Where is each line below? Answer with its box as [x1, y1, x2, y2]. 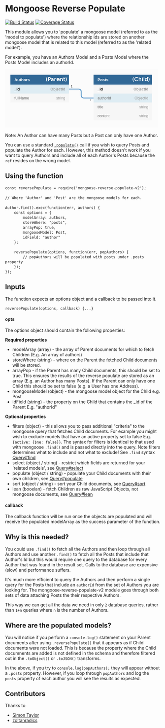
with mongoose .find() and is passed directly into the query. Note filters [12, 444, 161, 450]
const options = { [14, 210, 52, 215]
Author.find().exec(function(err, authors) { [5, 205, 100, 210]
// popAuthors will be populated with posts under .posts [23, 254, 144, 259]
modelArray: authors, [23, 215, 67, 220]
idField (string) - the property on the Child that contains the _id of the [12, 399, 153, 405]
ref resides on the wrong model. [5, 157, 71, 163]
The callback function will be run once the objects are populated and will [5, 513, 153, 519]
